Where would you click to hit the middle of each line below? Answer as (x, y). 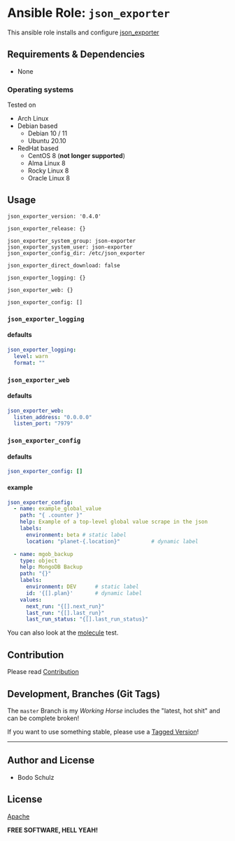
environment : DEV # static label (82, 587)
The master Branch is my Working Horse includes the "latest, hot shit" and (114, 710)
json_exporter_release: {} (47, 229)
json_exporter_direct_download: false (64, 265)
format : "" (29, 363)
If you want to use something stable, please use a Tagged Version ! (103, 731)
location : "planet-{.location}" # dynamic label (112, 541)
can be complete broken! (43, 718)
